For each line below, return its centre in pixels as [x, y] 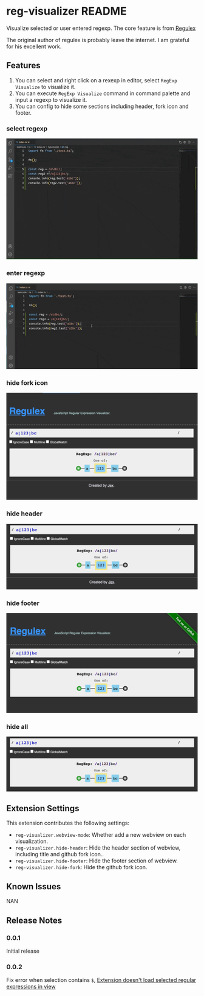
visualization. [32, 841]
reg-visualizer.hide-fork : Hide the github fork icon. [81, 867]
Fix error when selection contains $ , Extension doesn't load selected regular [101, 980]
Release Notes [34, 920]
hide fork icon [27, 382]
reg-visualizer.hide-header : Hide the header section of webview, [98, 848]
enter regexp [26, 273]
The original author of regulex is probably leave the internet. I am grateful [98, 40]
